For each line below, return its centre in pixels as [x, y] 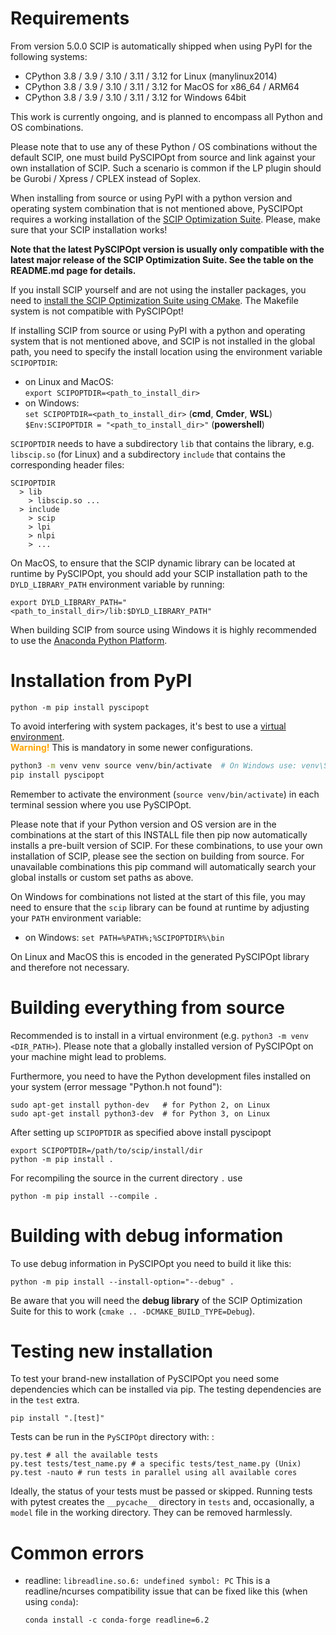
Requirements [70, 18]
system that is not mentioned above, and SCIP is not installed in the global [163, 341]
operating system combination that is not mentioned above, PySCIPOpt [156, 208]
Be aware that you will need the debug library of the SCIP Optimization [156, 1300]
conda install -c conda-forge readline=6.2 [117, 1620]
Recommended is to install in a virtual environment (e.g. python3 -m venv [160, 1035]
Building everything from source [147, 1007]
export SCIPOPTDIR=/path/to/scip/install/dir [106, 1150]
